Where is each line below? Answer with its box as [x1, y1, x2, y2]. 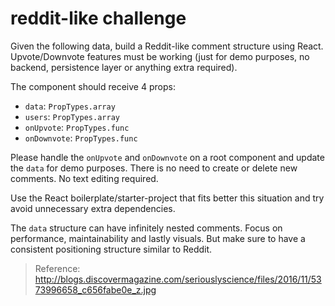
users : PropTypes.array [24, 110, 120, 122]
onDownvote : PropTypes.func [24, 132, 138, 144]
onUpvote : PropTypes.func [24, 121, 130, 133]
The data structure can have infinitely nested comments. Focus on [10, 222, 283, 234]
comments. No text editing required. [10, 172, 159, 184]
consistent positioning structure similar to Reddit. [10, 243, 213, 255]
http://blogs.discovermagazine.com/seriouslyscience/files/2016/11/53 [34, 273, 322, 285]
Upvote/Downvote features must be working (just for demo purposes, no [10, 50, 310, 62]
